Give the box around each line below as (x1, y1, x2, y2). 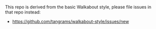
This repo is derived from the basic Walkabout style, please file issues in (5, 4, 152, 10)
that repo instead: (5, 9, 41, 15)
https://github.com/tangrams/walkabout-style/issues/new (12, 19, 129, 24)
